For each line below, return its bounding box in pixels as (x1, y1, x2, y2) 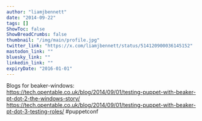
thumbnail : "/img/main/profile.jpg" (6, 37, 100, 43)
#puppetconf (65, 108, 99, 116)
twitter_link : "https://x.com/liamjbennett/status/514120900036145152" (6, 43, 193, 49)
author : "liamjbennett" (6, 9, 67, 15)
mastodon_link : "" (6, 49, 53, 55)
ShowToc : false (6, 26, 45, 32)
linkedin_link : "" (6, 60, 53, 66)
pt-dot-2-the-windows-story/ (6, 95, 80, 102)
